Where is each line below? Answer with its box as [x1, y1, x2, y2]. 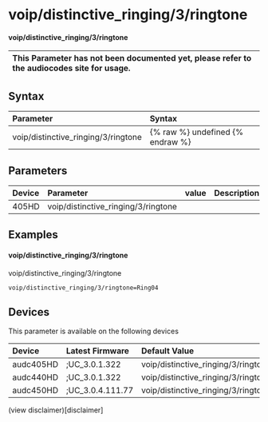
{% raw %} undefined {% [149, 126, 244, 137]
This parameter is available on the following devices [8, 326, 179, 336]
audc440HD [12, 372, 58, 383]
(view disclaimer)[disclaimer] [8, 405, 104, 415]
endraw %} [149, 137, 191, 148]
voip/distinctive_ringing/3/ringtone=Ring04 [8, 284, 159, 292]
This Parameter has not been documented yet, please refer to [12, 53, 252, 64]
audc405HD [12, 359, 58, 370]
